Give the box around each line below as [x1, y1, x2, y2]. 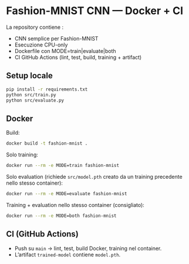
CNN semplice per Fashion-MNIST [14, 35, 99, 42]
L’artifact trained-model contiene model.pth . [14, 251, 121, 258]
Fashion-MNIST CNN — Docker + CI [6, 4, 184, 18]
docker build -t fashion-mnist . [6, 141, 88, 146]
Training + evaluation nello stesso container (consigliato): [6, 201, 145, 208]
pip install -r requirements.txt [6, 86, 88, 92]
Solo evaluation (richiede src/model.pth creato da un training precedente [6, 173, 183, 180]
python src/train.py [6, 92, 57, 98]
